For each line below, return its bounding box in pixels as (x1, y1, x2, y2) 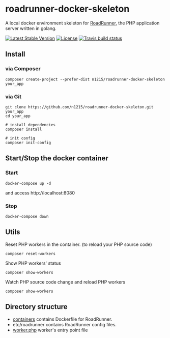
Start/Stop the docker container (5, 154, 108, 163)
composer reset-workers (5, 251, 56, 256)
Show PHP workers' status (5, 260, 61, 266)
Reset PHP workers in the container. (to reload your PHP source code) (5, 241, 152, 247)
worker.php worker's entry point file (12, 327, 88, 333)
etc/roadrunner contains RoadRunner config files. (12, 321, 117, 327)
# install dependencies (5, 122, 56, 127)
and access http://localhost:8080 (5, 189, 75, 196)
